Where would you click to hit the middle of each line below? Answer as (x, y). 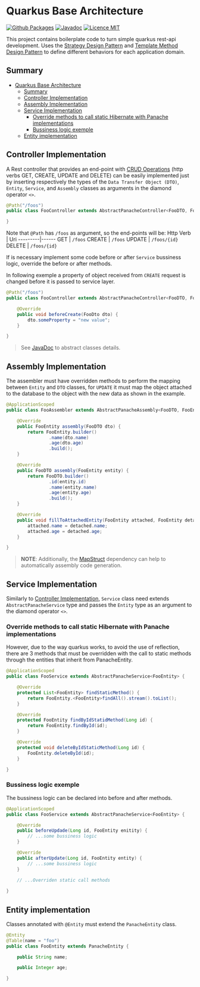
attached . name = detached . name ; (68, 526)
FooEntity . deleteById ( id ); (61, 753)
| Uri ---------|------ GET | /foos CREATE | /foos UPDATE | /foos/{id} (92, 240)
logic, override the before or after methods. (59, 263)
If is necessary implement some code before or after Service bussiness (94, 258)
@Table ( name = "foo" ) (33, 940)
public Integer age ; (42, 968)
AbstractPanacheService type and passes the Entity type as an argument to (99, 605)
